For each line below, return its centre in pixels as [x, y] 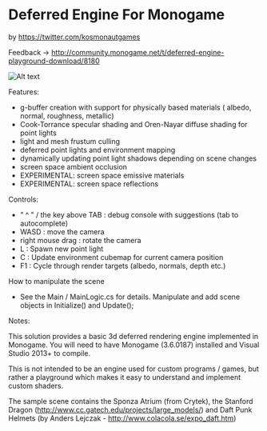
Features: [24, 92]
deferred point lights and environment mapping [98, 150]
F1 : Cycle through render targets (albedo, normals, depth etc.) [123, 265]
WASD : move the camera [62, 231]
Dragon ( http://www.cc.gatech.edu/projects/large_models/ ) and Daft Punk [130, 409]
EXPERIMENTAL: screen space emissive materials [102, 175]
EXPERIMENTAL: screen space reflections [89, 184]
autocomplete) [44, 223]
